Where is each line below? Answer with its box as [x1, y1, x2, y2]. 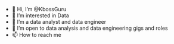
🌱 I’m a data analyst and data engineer [11, 18, 106, 25]
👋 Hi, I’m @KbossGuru [11, 6, 67, 12]
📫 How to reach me [11, 32, 61, 38]
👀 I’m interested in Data [11, 12, 70, 19]
